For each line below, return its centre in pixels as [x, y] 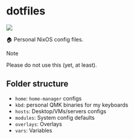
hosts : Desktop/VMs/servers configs [61, 111]
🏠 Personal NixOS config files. [45, 39]
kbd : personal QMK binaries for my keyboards [72, 105]
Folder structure [37, 84]
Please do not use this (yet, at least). [52, 65]
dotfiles [26, 11]
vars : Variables [33, 130]
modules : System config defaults [55, 117]
